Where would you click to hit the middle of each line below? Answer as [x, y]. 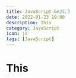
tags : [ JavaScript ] [30, 39]
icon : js [17, 34]
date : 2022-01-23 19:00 [36, 17]
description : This [29, 22]
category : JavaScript [33, 28]
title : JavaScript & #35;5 [38, 12]
